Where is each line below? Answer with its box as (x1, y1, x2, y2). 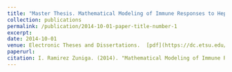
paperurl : (7, 49, 36, 56)
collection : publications (7, 16, 81, 23)
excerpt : (7, 29, 32, 36)
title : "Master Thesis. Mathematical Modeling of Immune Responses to (7, 10, 215, 17)
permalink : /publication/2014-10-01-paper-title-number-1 (7, 23, 177, 29)
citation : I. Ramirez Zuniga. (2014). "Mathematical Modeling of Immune (7, 55, 221, 62)
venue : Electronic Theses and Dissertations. (7, 42, 140, 49)
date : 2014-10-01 (7, 36, 57, 43)
